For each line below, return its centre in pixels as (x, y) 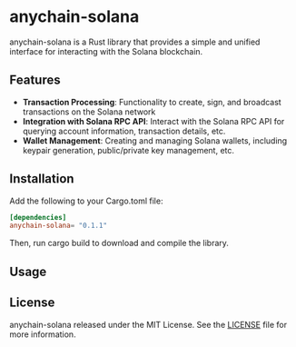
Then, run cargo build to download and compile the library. (119, 243)
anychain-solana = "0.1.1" (58, 226)
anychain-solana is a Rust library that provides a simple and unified (135, 42)
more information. (43, 334)
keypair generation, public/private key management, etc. (128, 150)
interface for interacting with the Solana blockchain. (106, 51)
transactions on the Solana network (89, 112)
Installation (42, 179)
